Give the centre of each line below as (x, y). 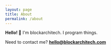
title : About (19, 14)
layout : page (19, 10)
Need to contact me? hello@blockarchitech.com (56, 42)
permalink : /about (24, 19)
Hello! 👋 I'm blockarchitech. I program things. (51, 33)
